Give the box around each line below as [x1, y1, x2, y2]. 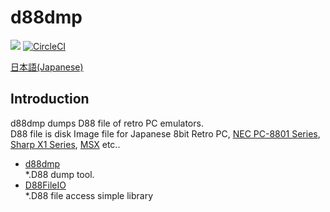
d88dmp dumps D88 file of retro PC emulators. [10, 117, 204, 129]
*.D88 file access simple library [24, 189, 154, 201]
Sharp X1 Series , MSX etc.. [10, 138, 121, 150]
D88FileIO [24, 179, 67, 191]
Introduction [10, 91, 90, 108]
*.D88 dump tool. [24, 168, 95, 180]
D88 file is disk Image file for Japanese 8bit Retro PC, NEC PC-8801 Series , [10, 127, 321, 140]
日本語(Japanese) [10, 61, 84, 73]
